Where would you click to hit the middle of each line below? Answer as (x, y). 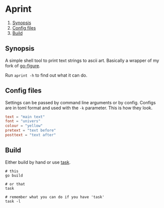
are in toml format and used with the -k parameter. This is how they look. (79, 108)
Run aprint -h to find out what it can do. (46, 75)
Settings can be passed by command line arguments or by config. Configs (81, 102)
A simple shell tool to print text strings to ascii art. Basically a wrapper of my (82, 60)
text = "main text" (25, 117)
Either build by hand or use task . (38, 162)
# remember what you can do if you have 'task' (55, 197)
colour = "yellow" (24, 126)
